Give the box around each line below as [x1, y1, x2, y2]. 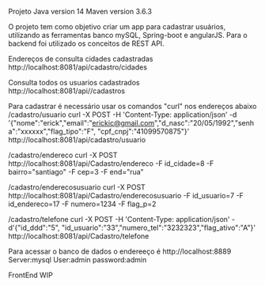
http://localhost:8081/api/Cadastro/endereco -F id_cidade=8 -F [8, 159, 214, 168]
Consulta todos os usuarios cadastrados [8, 78, 140, 87]
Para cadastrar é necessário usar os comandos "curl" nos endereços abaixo [8, 102, 257, 111]
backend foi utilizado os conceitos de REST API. [8, 39, 165, 48]
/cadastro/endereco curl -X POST [8, 150, 118, 160]
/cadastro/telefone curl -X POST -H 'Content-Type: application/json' [8, 215, 230, 224]
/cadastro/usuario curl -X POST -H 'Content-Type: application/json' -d [8, 110, 237, 119]
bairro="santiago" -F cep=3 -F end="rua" [8, 167, 144, 176]
